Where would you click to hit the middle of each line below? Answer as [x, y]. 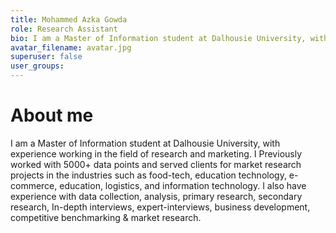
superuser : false [46, 57]
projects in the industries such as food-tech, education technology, [148, 175]
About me [52, 115]
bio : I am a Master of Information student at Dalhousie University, [158, 38]
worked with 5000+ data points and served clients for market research [156, 164]
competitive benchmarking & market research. [106, 217]
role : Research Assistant [64, 29]
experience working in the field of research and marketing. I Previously [156, 153]
